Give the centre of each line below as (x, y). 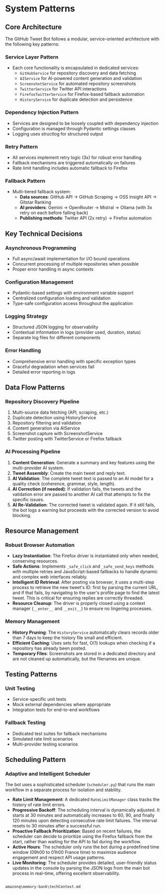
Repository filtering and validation (47, 423)
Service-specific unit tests (39, 699)
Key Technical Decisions (44, 234)
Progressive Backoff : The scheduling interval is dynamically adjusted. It (86, 810)
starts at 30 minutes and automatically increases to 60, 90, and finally (83, 816)
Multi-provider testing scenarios (45, 744)
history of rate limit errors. (39, 805)
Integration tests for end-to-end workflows (56, 710)
